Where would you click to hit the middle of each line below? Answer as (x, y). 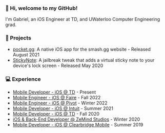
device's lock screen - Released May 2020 (58, 65)
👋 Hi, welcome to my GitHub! (42, 8)
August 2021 (26, 54)
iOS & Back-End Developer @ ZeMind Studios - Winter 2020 (76, 119)
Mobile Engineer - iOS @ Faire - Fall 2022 (57, 97)
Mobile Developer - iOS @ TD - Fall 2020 (56, 114)
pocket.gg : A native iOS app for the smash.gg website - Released (82, 49)
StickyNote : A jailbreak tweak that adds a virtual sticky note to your (84, 60)
